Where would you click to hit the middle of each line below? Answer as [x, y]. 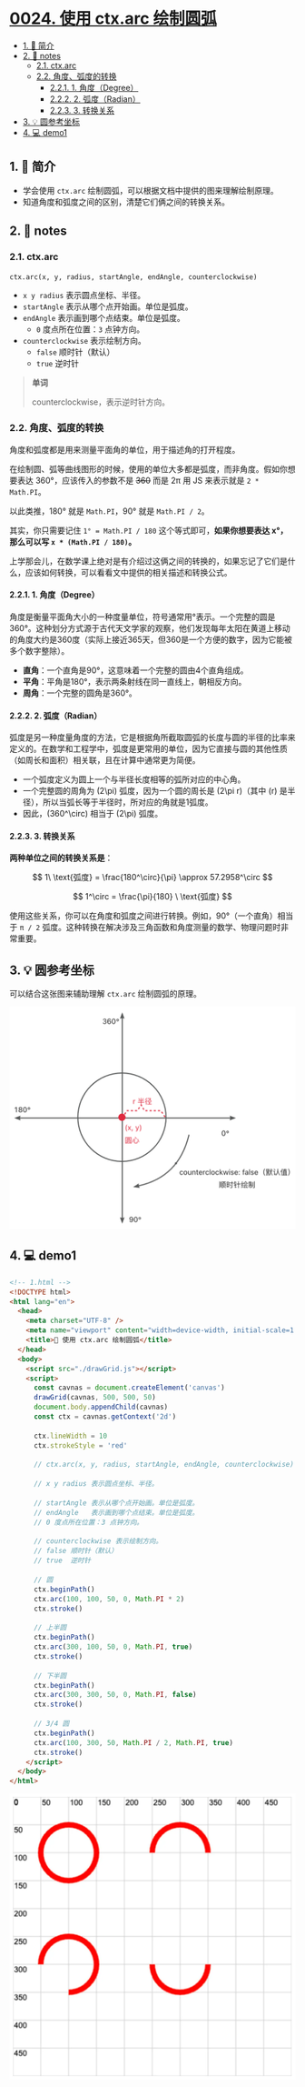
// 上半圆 [50, 1628]
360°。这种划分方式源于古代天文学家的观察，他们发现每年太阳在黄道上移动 [150, 627]
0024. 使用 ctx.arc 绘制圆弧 [113, 19]
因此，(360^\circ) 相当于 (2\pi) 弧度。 [93, 814]
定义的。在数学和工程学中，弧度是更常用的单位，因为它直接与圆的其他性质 [148, 749]
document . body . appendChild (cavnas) [101, 1407]
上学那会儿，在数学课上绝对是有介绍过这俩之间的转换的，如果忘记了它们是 [148, 561]
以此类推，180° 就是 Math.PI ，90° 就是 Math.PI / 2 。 [110, 511]
